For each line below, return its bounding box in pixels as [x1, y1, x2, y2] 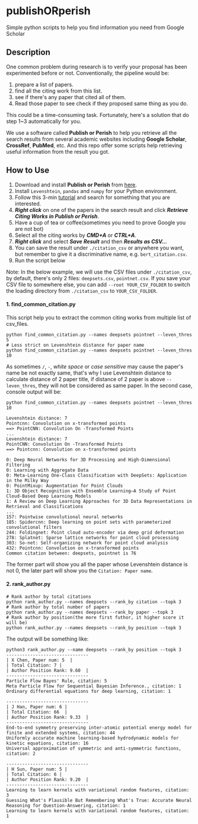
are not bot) [14, 225, 44, 232]
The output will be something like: [6, 635, 89, 642]
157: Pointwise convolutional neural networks [6, 514, 123, 520]
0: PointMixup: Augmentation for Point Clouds [6, 483, 123, 489]
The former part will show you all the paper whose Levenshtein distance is [6, 560, 188, 568]
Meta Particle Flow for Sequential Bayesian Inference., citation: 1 [6, 683, 182, 689]
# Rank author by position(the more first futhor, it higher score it [6, 614, 184, 620]
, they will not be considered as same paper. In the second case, [35, 382, 193, 389]
